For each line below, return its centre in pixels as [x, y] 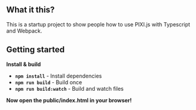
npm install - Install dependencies [58, 76]
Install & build [24, 64]
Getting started [36, 50]
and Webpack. [24, 31]
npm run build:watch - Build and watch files [69, 88]
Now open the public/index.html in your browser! [69, 100]
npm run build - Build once [49, 82]
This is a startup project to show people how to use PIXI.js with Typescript [98, 24]
